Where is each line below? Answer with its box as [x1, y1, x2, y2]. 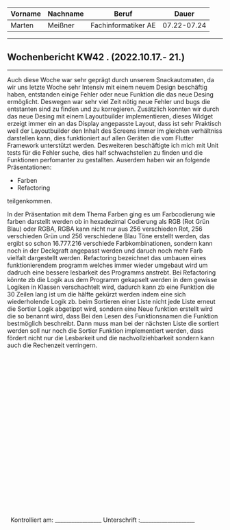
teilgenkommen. [7, 197, 53, 205]
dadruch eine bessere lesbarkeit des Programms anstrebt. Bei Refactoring [7, 268, 216, 277]
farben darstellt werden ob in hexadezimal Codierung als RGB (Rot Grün [7, 218, 210, 225]
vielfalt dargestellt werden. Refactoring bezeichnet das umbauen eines [7, 254, 207, 262]
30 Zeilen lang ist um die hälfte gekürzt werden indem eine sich [7, 290, 186, 298]
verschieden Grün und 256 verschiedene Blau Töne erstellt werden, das [7, 232, 210, 240]
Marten [10, 21, 34, 30]
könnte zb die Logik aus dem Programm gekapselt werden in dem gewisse [7, 276, 218, 283]
